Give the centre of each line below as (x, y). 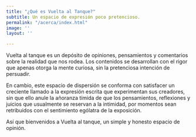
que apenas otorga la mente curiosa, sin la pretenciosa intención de (88, 68)
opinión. (16, 128)
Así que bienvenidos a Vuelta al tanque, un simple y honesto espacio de (93, 122)
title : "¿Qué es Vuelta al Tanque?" (51, 11)
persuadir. (18, 74)
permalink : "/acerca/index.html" (47, 22)
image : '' (18, 28)
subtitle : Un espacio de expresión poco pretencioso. (73, 17)
